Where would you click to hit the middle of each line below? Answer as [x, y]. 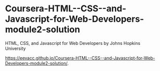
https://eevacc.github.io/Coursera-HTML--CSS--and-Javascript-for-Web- [80, 58]
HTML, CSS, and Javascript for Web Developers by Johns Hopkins [73, 43]
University [16, 48]
